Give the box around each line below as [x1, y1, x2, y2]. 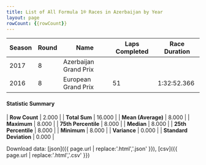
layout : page [6, 15, 40, 21]
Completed [115, 47, 149, 56]
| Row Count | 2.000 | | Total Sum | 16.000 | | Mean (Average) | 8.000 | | [6, 114, 190, 121]
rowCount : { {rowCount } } [6, 20, 67, 26]
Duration [164, 47, 190, 56]
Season [9, 43, 32, 52]
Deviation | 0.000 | [6, 133, 55, 141]
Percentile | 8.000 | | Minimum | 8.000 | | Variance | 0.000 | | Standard [6, 127, 188, 134]
